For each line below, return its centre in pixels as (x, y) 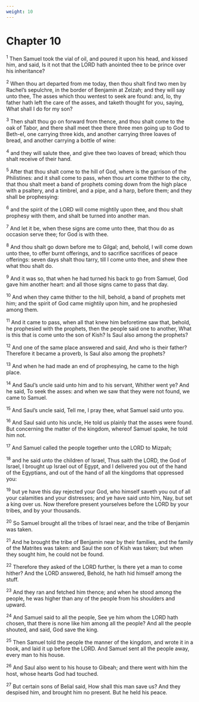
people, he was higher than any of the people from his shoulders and (91, 598)
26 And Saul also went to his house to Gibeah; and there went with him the (97, 667)
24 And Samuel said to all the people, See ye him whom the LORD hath (92, 616)
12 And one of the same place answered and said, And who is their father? (97, 347)
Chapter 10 (34, 41)
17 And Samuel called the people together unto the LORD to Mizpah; (89, 447)
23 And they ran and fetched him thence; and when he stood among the (94, 592)
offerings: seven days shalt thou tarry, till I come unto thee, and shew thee (97, 260)
